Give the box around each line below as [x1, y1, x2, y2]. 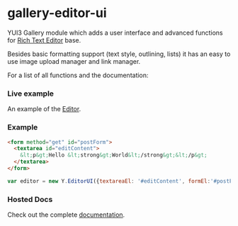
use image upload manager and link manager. [7, 57, 141, 65]
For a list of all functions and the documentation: [7, 71, 149, 79]
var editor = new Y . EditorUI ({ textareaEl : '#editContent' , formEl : [7, 177, 211, 185]
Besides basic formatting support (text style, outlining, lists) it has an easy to [7, 50, 231, 58]
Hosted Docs [7, 194, 53, 204]
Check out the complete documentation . [7, 210, 125, 219]
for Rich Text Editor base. [7, 35, 81, 44]
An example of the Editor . [7, 105, 81, 113]
